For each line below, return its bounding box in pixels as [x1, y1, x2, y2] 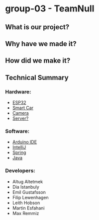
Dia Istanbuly [12, 184, 40, 190]
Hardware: [5, 88, 31, 95]
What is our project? [5, 23, 70, 31]
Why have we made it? [5, 39, 77, 48]
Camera [12, 110, 29, 116]
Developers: [5, 167, 36, 174]
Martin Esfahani [12, 205, 45, 211]
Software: [5, 128, 30, 135]
